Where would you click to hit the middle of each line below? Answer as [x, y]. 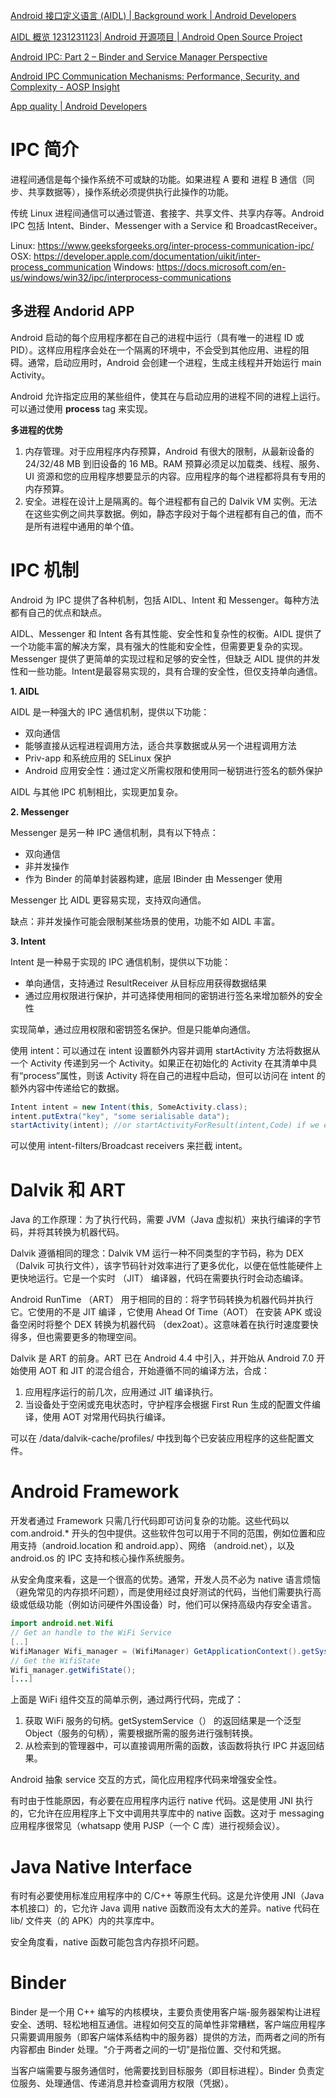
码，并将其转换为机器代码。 [67, 1232]
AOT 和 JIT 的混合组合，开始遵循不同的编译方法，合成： [154, 1371]
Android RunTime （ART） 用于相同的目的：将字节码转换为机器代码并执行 [162, 1300]
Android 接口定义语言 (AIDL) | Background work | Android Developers [153, 15]
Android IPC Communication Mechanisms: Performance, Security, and [155, 76]
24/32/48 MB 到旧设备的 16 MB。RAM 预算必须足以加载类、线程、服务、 [175, 463]
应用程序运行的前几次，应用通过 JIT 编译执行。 [121, 1392]
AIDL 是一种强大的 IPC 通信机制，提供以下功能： [110, 711]
